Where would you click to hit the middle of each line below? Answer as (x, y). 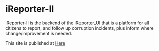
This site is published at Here (35, 43)
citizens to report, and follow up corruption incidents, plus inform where (80, 28)
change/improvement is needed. (39, 33)
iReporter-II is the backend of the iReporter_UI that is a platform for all (77, 23)
